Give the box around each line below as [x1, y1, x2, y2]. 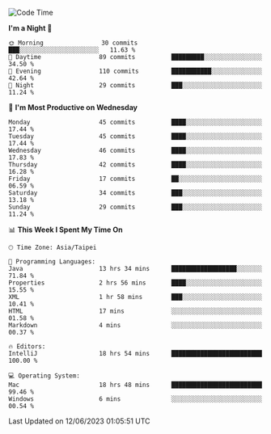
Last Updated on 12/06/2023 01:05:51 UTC [8, 416, 151, 426]
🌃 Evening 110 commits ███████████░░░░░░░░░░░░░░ [8, 67, 263, 75]
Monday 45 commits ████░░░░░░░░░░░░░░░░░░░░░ [8, 118, 263, 126]
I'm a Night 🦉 [8, 23, 53, 32]
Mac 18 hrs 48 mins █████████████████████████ [8, 381, 263, 389]
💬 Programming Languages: [8, 258, 95, 266]
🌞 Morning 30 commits [8, 39, 138, 47]
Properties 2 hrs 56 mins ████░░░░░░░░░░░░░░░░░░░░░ [8, 279, 263, 287]
